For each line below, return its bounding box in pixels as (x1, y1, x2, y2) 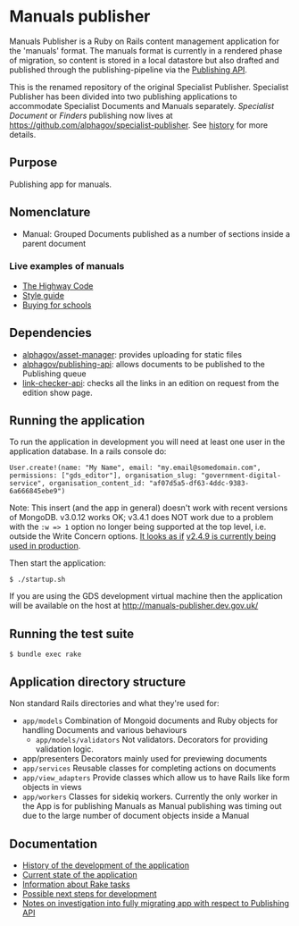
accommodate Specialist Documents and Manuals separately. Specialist (9, 100, 275, 111)
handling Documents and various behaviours (21, 725, 187, 736)
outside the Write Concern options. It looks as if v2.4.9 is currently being (9, 531, 277, 542)
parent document (21, 238, 87, 248)
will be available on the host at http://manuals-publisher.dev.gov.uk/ (9, 601, 259, 611)
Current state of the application (21, 869, 138, 880)
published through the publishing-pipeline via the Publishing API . (9, 64, 248, 75)
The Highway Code (21, 280, 94, 291)
